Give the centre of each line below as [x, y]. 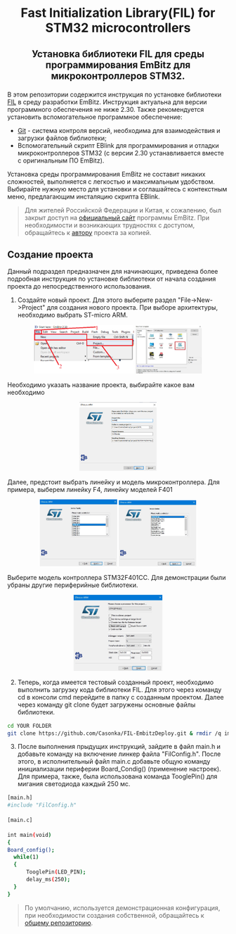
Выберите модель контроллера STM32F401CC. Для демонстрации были [117, 578]
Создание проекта [50, 254]
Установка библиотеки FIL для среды [118, 54]
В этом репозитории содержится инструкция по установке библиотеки [114, 94]
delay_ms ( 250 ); [48, 880]
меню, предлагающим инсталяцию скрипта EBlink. [84, 196]
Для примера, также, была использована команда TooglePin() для [117, 776]
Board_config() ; [31, 850]
